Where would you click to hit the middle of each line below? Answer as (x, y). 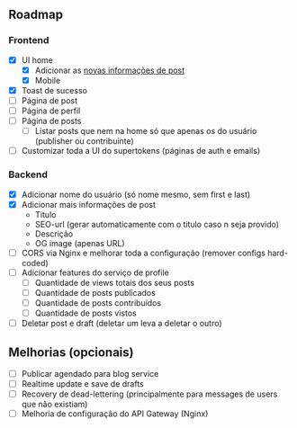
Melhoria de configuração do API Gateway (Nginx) (115, 414)
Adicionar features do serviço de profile (95, 272)
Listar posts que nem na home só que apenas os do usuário (146, 131)
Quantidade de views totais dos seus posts (115, 282)
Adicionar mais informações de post (89, 204)
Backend (28, 174)
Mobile (48, 80)
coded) (35, 263)
